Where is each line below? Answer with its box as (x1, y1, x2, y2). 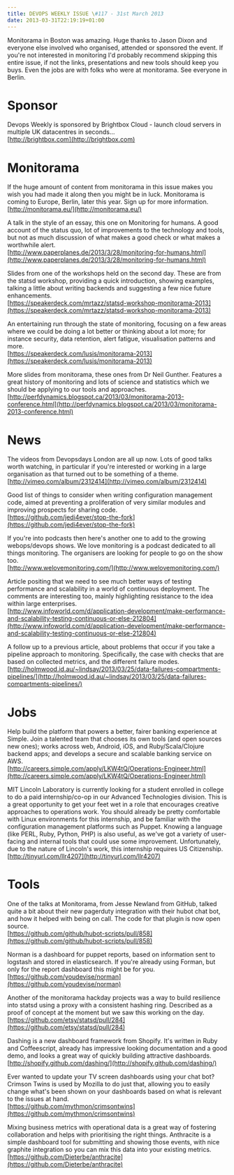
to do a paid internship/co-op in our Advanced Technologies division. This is (7, 793, 227, 801)
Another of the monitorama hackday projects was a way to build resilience (7, 993, 221, 1002)
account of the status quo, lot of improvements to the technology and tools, (7, 226, 225, 235)
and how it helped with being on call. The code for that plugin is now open (7, 915, 221, 923)
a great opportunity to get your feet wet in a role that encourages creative (7, 800, 219, 808)
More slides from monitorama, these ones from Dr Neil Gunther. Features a (7, 371, 222, 379)
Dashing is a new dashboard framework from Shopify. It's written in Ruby (7, 1037, 218, 1045)
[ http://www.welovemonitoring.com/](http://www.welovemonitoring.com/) (7, 563, 220, 572)
